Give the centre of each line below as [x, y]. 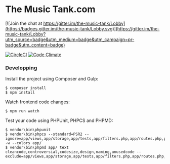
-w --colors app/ [24, 143]
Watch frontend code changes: [37, 102]
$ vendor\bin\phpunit [28, 130]
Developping [21, 68]
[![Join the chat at [24, 23]
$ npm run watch [22, 111]
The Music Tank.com [50, 9]
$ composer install [26, 88]
